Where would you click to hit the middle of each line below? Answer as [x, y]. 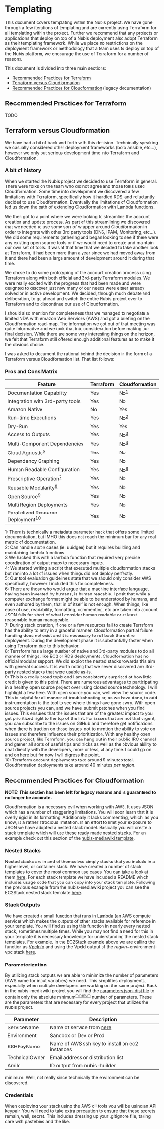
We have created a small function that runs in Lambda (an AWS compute [78, 916]
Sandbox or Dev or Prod [77, 1035]
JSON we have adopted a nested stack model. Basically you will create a [78, 828]
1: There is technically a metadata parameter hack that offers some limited [80, 532]
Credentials [19, 1095]
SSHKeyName [24, 1047]
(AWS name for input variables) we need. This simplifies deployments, [76, 981]
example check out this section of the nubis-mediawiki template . [70, 838]
